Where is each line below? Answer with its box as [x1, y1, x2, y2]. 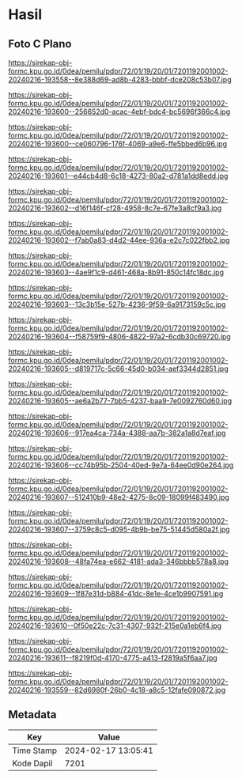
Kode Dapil [12, 758, 53, 769]
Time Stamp [12, 745, 58, 756]
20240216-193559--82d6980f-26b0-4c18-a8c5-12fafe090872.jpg [8, 686, 226, 694]
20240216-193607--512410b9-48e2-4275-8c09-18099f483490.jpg [8, 493, 229, 501]
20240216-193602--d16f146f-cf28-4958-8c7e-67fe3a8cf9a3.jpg [8, 203, 222, 213]
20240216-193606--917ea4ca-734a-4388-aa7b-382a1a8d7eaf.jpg [8, 429, 226, 437]
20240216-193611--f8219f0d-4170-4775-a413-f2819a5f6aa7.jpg [8, 653, 217, 662]
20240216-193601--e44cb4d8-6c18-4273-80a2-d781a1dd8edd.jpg [8, 172, 229, 180]
